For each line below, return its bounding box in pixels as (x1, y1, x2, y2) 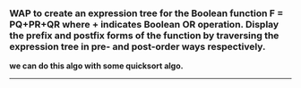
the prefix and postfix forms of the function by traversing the (9, 29, 279, 42)
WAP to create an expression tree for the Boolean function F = (9, 7, 284, 20)
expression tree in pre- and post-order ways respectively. (9, 40, 266, 52)
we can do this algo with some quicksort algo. (9, 60, 184, 71)
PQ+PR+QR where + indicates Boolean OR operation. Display (9, 18, 279, 30)
